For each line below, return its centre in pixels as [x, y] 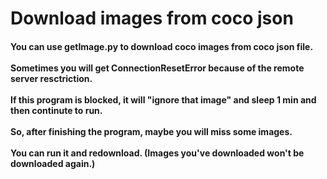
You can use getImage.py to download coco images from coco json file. [162, 46]
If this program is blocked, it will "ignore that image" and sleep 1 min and [163, 99]
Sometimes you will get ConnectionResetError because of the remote [157, 68]
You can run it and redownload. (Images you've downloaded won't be [157, 153]
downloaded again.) [53, 163]
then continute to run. [56, 110]
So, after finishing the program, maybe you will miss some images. [151, 131]
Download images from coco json [152, 18]
